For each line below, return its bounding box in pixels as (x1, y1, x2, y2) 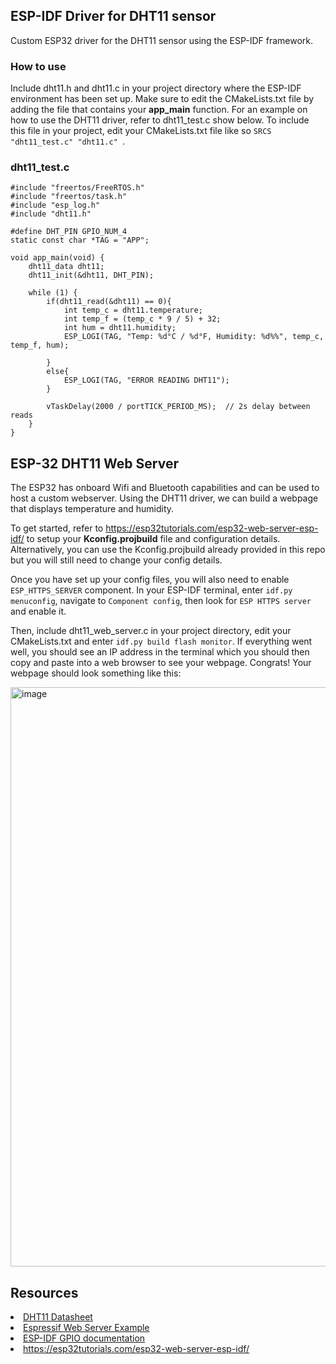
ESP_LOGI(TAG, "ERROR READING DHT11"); (63, 375, 230, 386)
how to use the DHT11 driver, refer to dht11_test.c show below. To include (10, 114, 310, 126)
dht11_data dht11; (28, 262, 105, 272)
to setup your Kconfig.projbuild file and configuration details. (26, 533, 281, 545)
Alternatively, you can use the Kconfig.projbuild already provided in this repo (10, 544, 326, 556)
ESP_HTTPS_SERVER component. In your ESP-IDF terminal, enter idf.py (10, 584, 293, 596)
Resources (10, 1284, 79, 1301)
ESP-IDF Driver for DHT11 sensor (10, 8, 217, 25)
